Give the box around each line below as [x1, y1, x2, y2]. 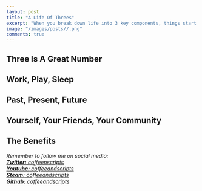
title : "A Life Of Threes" [6, 15, 75, 21]
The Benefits [6, 136, 56, 146]
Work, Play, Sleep [6, 74, 75, 85]
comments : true [6, 31, 45, 37]
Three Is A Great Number [6, 54, 103, 64]
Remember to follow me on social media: [6, 152, 109, 159]
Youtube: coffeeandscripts [6, 164, 74, 172]
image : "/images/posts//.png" [6, 25, 83, 32]
